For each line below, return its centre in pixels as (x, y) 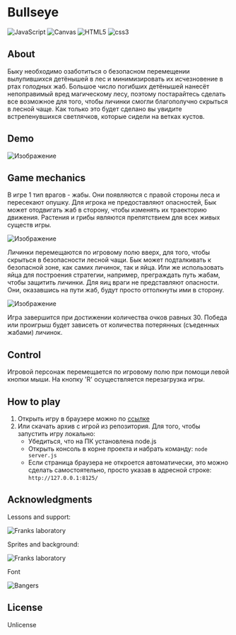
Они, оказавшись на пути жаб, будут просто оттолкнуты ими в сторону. (116, 290)
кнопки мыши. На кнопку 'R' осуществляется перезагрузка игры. (106, 379)
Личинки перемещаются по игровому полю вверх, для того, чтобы (109, 253)
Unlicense (22, 624)
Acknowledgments (50, 500)
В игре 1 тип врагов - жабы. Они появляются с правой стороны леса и (114, 195)
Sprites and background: (43, 544)
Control (24, 355)
